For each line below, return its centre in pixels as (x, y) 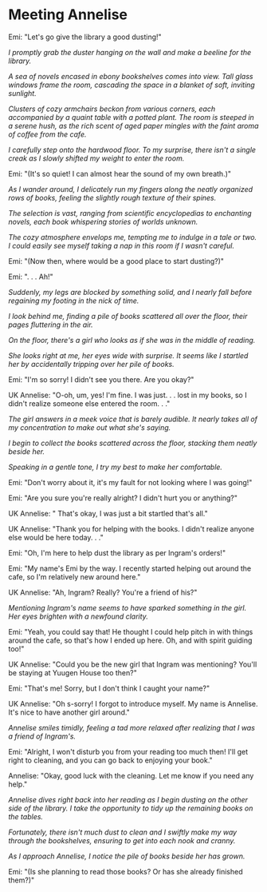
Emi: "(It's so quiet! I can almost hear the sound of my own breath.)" (120, 173)
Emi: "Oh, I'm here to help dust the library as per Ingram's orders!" (117, 552)
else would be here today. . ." (56, 537)
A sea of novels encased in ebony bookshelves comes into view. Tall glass (131, 76)
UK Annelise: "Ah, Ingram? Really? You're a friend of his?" (103, 592)
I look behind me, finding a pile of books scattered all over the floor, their (128, 316)
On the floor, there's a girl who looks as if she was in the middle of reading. (132, 340)
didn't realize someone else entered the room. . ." (89, 403)
